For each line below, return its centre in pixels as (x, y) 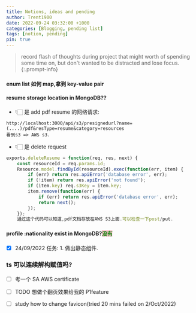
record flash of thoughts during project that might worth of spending (105, 57)
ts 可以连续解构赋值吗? (39, 265)
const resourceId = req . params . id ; (61, 163)
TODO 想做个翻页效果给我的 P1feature (62, 291)
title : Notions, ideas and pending (51, 12)
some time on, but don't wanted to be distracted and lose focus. (100, 63)
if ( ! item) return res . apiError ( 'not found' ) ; (87, 180)
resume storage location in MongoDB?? (56, 98)
